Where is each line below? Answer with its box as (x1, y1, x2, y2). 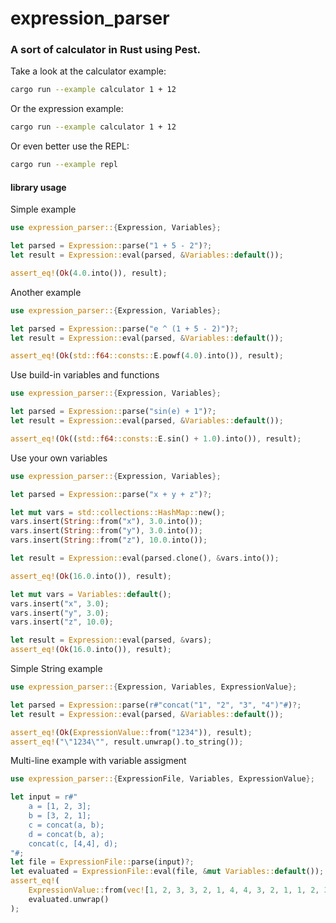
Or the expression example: (10, 103, 124, 115)
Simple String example (10, 663, 103, 675)
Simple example (10, 203, 77, 216)
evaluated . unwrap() (28, 894, 110, 904)
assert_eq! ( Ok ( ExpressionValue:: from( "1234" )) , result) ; (10, 727, 253, 737)
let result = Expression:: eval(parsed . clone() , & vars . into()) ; (10, 553, 280, 564)
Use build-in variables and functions (10, 369, 160, 381)
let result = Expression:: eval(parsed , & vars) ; (10, 635, 213, 646)
